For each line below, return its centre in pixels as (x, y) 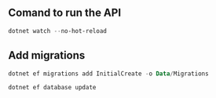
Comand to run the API (65, 13)
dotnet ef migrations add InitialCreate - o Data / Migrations (109, 74)
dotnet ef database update (52, 88)
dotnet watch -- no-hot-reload (58, 31)
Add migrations (47, 55)
